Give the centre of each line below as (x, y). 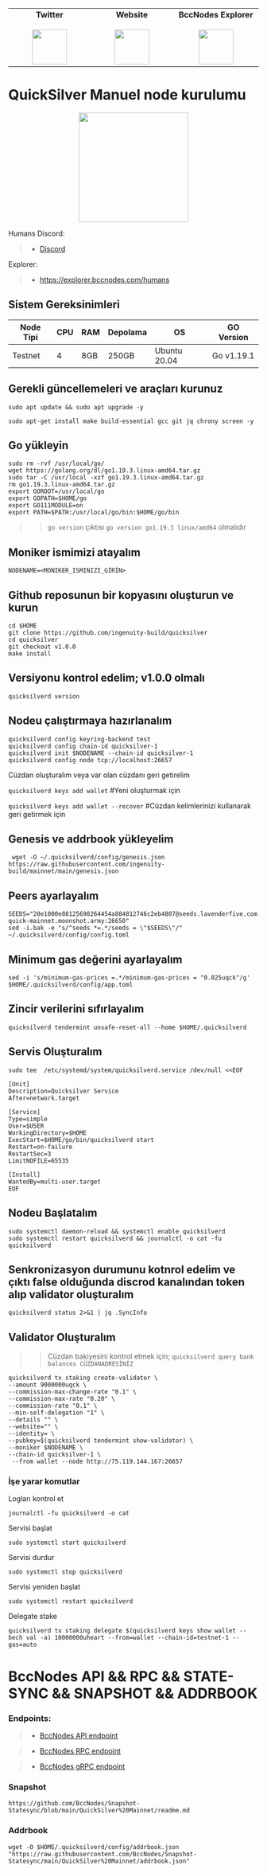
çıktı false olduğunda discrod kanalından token (126, 1282)
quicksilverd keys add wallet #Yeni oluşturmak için (95, 790)
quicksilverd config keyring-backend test (79, 739)
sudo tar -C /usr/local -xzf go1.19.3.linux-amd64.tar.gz (106, 478)
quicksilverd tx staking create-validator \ (83, 1378)
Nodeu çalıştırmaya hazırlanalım (90, 721)
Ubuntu (168, 350)
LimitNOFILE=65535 (39, 1161)
